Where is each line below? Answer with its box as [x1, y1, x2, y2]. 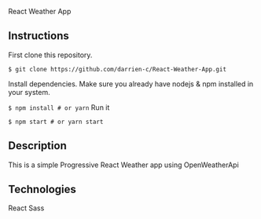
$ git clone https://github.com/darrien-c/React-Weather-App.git [8, 65, 226, 73]
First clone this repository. [8, 50, 93, 60]
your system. [8, 87, 51, 97]
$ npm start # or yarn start [8, 118, 104, 126]
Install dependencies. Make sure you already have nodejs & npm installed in [8, 78, 254, 89]
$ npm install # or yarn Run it [8, 102, 110, 112]
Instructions [8, 29, 69, 42]
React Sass [8, 203, 45, 213]
